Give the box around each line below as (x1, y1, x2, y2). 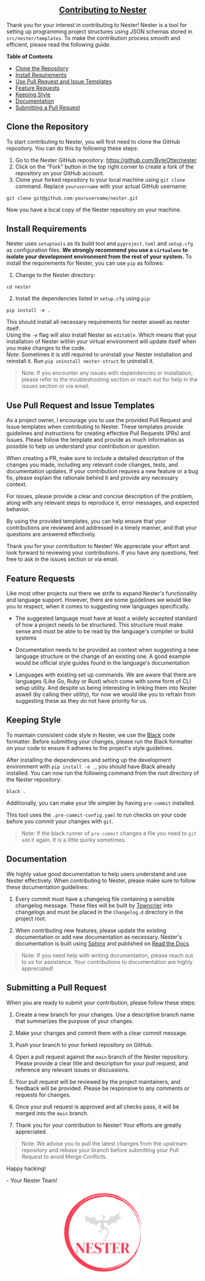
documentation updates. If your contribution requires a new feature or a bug (6, 468, 199, 475)
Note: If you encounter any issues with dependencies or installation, (21, 369, 193, 377)
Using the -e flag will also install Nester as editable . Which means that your (6, 331, 197, 339)
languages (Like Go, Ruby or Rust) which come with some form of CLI (15, 678, 192, 685)
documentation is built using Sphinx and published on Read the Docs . (15, 939, 191, 947)
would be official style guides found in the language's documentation (15, 659, 190, 667)
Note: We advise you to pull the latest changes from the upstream (21, 1140, 187, 1147)
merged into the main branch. (15, 1109, 89, 1117)
